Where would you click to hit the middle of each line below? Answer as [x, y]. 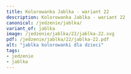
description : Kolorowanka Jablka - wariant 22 [66, 17]
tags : [13, 51]
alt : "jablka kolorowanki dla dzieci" [55, 45]
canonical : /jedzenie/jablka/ [44, 23]
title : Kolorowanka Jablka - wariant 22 [58, 12]
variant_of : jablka [31, 28]
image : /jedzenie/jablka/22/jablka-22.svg [60, 34]
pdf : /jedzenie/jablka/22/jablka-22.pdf [58, 39]
